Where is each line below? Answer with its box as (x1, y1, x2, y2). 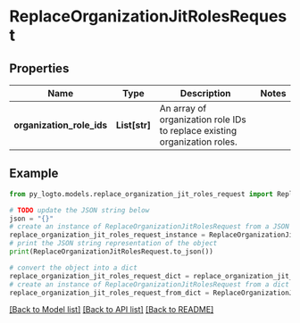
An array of (159, 103, 207, 114)
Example (9, 166, 59, 181)
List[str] (115, 119, 152, 131)
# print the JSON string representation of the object (9, 239, 218, 248)
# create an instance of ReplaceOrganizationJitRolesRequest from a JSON (9, 222, 290, 231)
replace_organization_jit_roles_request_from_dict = (9, 288, 210, 297)
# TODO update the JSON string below (9, 205, 150, 215)
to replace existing (159, 125, 237, 137)
